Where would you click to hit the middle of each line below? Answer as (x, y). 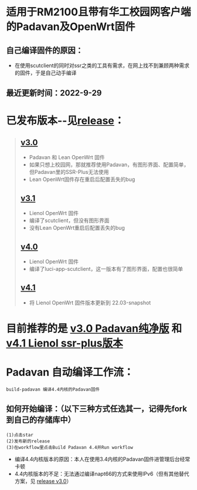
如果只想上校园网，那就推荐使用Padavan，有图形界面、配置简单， (109, 165)
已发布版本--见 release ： (65, 120)
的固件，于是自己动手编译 (45, 73)
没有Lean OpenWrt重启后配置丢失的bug (77, 228)
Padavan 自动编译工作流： (70, 372)
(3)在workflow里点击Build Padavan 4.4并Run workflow (69, 447)
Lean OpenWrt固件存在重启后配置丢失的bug (82, 179)
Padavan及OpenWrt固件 (76, 27)
